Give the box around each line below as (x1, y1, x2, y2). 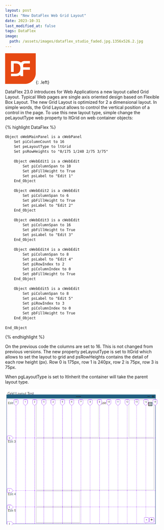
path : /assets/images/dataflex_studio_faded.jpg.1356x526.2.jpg (9, 39, 143, 44)
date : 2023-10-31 (5, 18, 41, 23)
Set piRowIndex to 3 (23, 301, 65, 306)
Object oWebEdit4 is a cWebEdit (14, 247, 80, 252)
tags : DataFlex (5, 28, 36, 34)
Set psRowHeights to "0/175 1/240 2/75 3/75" (14, 149, 109, 154)
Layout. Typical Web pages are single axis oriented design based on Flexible (5, 94, 160, 100)
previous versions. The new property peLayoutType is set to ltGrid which (5, 348, 152, 355)
